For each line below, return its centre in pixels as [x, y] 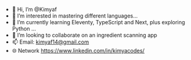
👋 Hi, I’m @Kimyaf [34, 9]
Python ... [24, 28]
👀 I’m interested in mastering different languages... [75, 16]
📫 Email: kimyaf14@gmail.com [50, 42]
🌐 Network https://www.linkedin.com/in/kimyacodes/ [78, 51]
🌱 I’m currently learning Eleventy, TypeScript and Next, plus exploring [99, 22]
